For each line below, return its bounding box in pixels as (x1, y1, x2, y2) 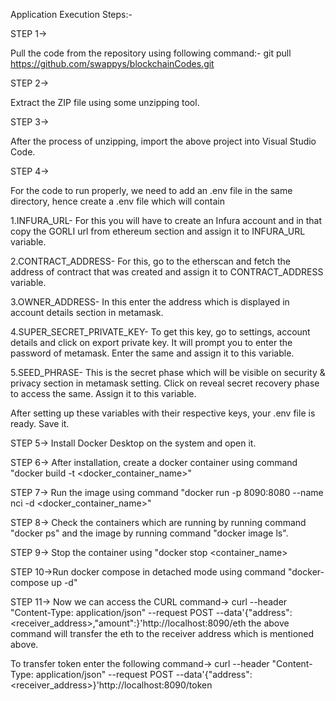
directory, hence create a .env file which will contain (10, 195, 225, 207)
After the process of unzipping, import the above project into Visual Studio (10, 135, 317, 147)
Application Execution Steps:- (10, 9, 133, 20)
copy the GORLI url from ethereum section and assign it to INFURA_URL (10, 225, 306, 237)
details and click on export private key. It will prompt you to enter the (10, 337, 293, 348)
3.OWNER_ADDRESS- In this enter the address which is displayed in (10, 296, 290, 308)
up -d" (51, 577, 78, 588)
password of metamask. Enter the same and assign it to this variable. (10, 347, 295, 359)
